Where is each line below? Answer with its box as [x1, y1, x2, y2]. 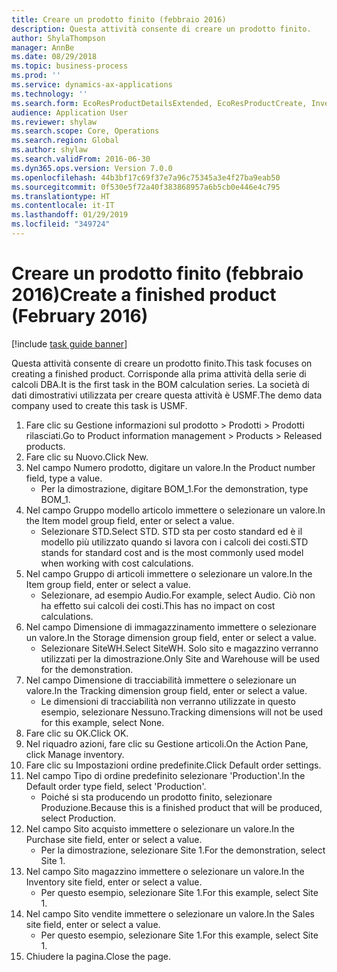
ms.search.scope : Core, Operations [11, 126, 160, 136]
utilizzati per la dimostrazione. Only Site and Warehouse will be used [40, 652, 321, 665]
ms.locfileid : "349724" [11, 219, 111, 230]
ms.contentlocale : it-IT [11, 201, 115, 211]
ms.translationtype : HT [11, 191, 111, 201]
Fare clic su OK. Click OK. [25, 727, 129, 739]
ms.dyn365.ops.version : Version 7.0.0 [11, 163, 173, 173]
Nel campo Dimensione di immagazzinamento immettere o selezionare [25, 621, 317, 633]
